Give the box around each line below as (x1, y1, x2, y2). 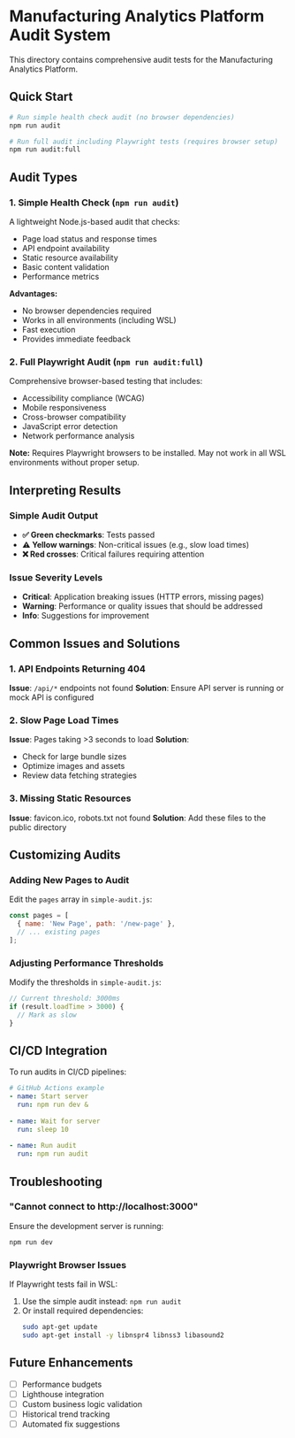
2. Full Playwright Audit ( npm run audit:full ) (9, 356, 203, 368)
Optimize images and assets (21, 761, 125, 772)
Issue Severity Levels (9, 571, 103, 583)
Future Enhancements (9, 1356, 134, 1371)
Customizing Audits (9, 847, 121, 862)
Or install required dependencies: (21, 1305, 144, 1316)
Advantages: (9, 288, 58, 298)
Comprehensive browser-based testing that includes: (9, 376, 203, 387)
